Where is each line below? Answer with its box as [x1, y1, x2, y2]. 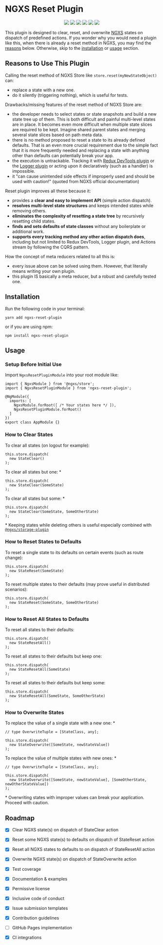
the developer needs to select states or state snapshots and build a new [12, 111, 157, 117]
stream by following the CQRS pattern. [12, 244, 90, 250]
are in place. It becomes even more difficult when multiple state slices [12, 121, 152, 127]
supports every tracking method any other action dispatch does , [12, 233, 146, 240]
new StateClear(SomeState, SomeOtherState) [9, 509, 99, 514]
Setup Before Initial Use [5, 361, 62, 368]
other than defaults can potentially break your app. [12, 152, 114, 158]
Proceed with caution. [5, 800, 49, 806]
